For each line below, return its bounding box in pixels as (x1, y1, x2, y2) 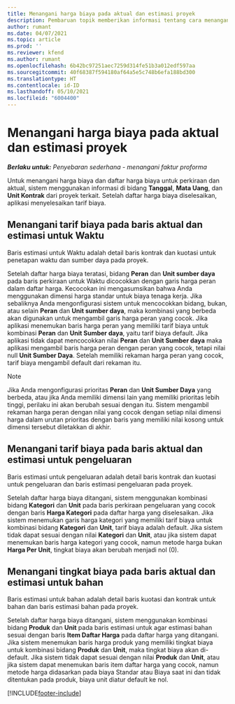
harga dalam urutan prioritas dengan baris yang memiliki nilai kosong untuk (7, 415, 224, 424)
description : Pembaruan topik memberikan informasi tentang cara (7, 17, 201, 24)
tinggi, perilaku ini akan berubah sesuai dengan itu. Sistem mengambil (7, 400, 209, 409)
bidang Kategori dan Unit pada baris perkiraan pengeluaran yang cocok (7, 501, 215, 509)
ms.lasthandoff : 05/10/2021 (7, 88, 90, 95)
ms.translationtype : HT (7, 75, 77, 82)
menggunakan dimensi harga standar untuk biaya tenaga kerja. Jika (7, 292, 203, 300)
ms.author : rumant (7, 56, 61, 63)
